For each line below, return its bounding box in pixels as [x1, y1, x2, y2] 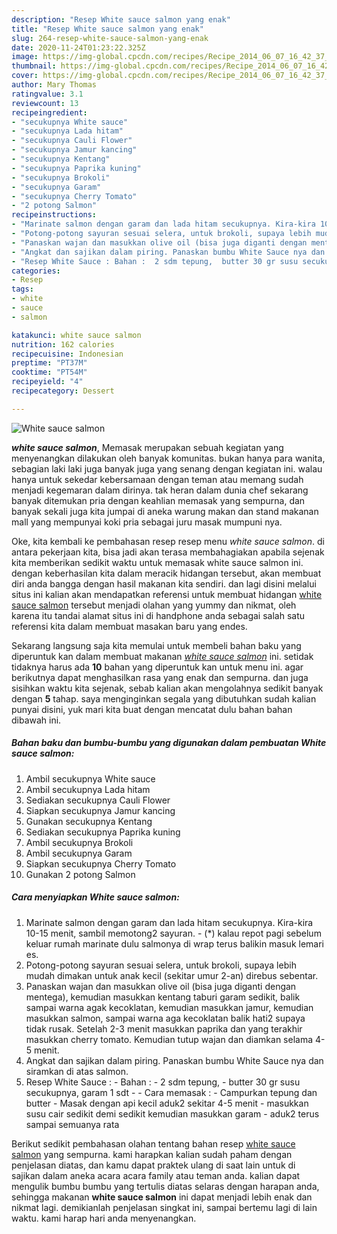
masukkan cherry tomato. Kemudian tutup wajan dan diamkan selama [25, 1033, 314, 1045]
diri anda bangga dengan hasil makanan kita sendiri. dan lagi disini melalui [11, 577, 317, 590]
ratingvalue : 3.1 [11, 89, 84, 99]
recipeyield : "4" [11, 377, 84, 387]
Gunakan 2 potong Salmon [25, 868, 136, 880]
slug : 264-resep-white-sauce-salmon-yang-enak [11, 33, 209, 43]
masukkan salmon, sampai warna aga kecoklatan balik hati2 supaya [25, 1012, 306, 1024]
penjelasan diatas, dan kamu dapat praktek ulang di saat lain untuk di [11, 1159, 296, 1171]
